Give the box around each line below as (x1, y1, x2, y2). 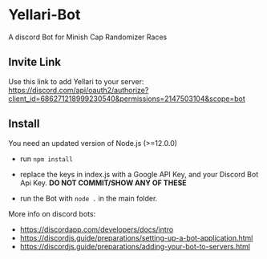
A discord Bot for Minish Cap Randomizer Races (8, 32, 168, 42)
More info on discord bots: (8, 208, 96, 218)
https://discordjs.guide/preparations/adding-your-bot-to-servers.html (19, 241, 251, 251)
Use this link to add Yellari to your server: (8, 76, 144, 86)
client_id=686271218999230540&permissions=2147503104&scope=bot (8, 94, 246, 103)
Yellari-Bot (8, 6, 81, 24)
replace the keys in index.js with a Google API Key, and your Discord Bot (19, 169, 259, 179)
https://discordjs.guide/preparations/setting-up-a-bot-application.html (19, 233, 253, 242)
